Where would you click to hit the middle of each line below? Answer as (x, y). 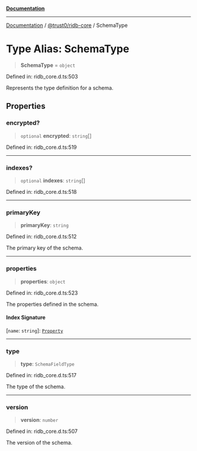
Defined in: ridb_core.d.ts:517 (41, 375)
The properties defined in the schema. (52, 304)
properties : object (43, 281)
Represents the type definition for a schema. (60, 88)
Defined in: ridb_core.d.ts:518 (42, 192)
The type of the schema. (36, 387)
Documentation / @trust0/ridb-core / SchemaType (67, 25)
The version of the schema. (39, 443)
